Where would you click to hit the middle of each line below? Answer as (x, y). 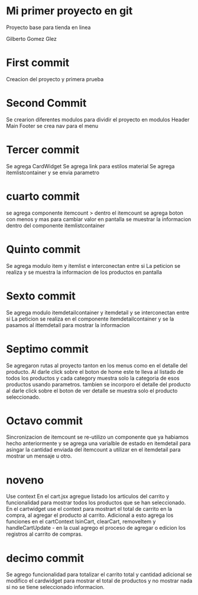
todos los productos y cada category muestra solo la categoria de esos (93, 378)
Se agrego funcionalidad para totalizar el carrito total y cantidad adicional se (99, 575)
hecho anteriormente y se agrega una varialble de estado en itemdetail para (98, 443)
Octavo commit (44, 420)
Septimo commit (47, 349)
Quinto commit (43, 249)
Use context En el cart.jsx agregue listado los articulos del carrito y (88, 497)
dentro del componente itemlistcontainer (56, 225)
